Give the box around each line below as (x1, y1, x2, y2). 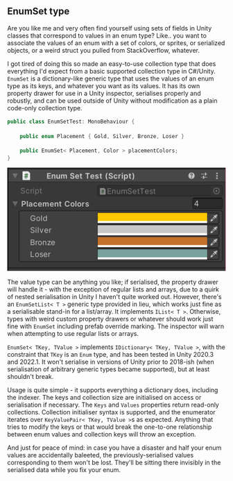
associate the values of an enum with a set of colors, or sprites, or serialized (7, 38, 225, 47)
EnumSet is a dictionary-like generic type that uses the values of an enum (7, 74, 214, 83)
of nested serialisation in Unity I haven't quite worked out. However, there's (7, 292, 222, 301)
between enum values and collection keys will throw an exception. (7, 430, 196, 438)
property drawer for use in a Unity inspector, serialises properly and (7, 89, 201, 97)
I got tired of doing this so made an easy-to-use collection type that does (7, 59, 216, 68)
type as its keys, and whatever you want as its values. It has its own (7, 81, 200, 90)
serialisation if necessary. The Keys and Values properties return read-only (7, 400, 220, 409)
